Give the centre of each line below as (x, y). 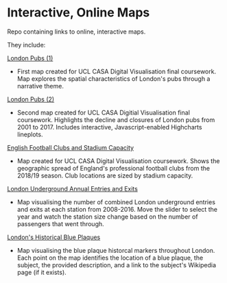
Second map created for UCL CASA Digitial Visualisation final (104, 112)
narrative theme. (40, 86)
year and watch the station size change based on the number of (107, 217)
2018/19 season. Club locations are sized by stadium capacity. (105, 175)
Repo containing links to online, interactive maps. (76, 32)
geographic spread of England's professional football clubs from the (113, 168)
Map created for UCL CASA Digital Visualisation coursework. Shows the (118, 161)
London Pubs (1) (30, 58)
